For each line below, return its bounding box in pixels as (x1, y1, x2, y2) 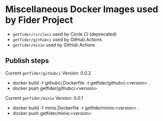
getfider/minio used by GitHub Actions (12, 42, 95, 48)
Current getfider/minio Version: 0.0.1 (5, 95, 84, 101)
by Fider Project (5, 14, 73, 26)
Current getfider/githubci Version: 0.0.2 (5, 70, 91, 76)
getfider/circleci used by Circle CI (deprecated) (12, 31, 117, 37)
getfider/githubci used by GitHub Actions (12, 36, 102, 43)
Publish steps (5, 57, 49, 65)
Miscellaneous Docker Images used (5, 4, 158, 15)
